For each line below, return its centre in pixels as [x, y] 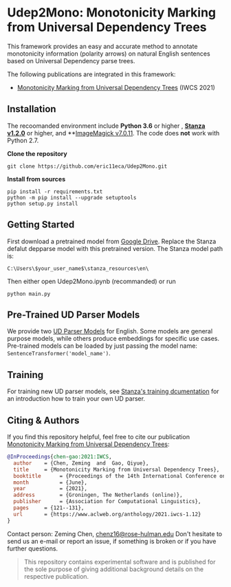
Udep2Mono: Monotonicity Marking [112, 13]
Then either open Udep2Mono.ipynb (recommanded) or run [92, 281]
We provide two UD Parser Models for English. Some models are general [110, 331]
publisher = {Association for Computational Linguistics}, [107, 502]
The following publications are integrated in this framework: [91, 74]
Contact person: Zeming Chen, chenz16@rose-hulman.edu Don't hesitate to [114, 533]
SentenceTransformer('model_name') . [59, 353]
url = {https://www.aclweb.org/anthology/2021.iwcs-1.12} [107, 514]
